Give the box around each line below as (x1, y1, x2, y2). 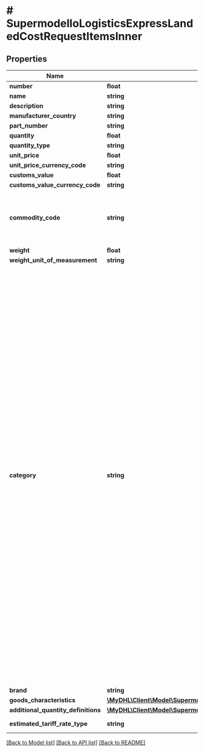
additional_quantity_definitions (9, 706, 101, 714)
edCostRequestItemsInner (6, 30, 143, 43)
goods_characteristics (9, 696, 76, 704)
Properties (6, 53, 47, 64)
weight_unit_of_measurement (9, 256, 97, 264)
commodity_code (9, 213, 61, 222)
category (9, 471, 36, 479)
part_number (9, 122, 49, 129)
